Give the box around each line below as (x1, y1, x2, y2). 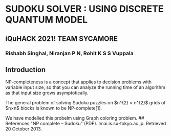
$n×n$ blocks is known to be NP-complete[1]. (5, 105, 102, 111)
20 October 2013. (5, 126, 42, 132)
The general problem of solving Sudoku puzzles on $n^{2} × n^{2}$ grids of (5, 100, 166, 106)
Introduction (5, 65, 46, 74)
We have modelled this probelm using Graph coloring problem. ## (5, 115, 144, 121)
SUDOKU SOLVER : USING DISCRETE (5, 3, 164, 15)
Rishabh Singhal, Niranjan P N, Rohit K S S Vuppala (5, 50, 134, 57)
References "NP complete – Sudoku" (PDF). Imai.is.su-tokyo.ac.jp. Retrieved (5, 121, 166, 127)
